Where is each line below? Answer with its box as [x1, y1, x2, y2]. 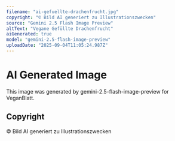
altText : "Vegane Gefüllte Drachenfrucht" [6, 25, 113, 32]
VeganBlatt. [6, 94, 35, 101]
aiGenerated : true [6, 31, 52, 37]
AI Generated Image [6, 68, 108, 82]
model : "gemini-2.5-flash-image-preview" [6, 37, 111, 43]
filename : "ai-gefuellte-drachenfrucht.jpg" [6, 8, 119, 15]
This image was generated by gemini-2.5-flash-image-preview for [6, 88, 169, 95]
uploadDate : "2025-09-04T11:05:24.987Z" [6, 43, 109, 49]
